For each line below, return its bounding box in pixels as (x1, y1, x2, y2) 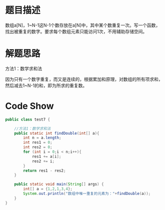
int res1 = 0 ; (23, 140, 52, 145)
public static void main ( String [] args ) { (14, 182, 104, 187)
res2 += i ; (31, 159, 55, 164)
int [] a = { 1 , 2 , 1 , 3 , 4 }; (23, 186, 72, 191)
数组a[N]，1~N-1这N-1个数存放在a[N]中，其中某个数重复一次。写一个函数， (5, 22, 160, 28)
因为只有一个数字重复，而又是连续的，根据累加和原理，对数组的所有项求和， (5, 76, 163, 82)
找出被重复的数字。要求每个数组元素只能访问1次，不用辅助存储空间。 (5, 28, 147, 34)
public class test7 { (5, 117, 50, 122)
